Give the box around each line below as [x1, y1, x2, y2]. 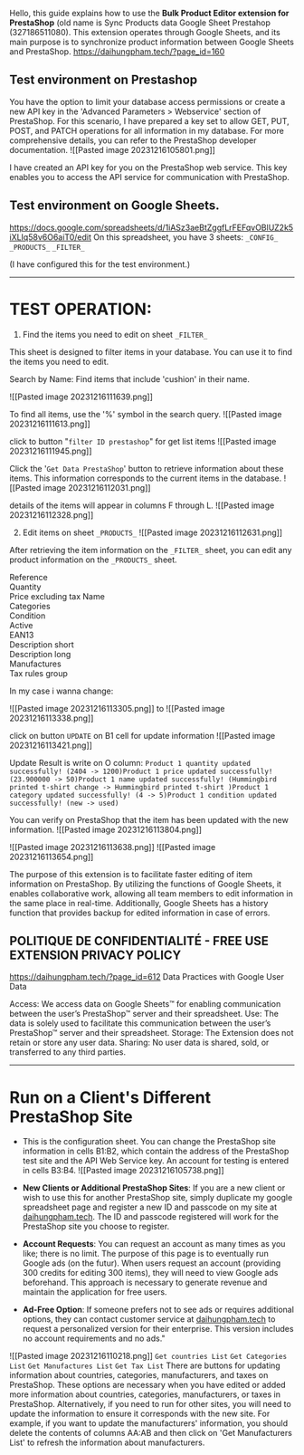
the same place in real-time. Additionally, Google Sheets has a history [9, 897, 269, 908]
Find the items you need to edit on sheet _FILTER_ [22, 329, 208, 340]
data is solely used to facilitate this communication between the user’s [9, 1018, 271, 1029]
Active [9, 619, 33, 630]
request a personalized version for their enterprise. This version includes [22, 1324, 294, 1335]
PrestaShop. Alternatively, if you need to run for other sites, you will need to [9, 1399, 291, 1410]
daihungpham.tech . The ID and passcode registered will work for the [22, 1211, 279, 1222]
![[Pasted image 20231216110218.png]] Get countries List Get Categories [9, 1351, 288, 1362]
